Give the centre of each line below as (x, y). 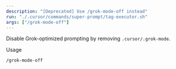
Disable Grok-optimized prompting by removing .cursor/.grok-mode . (88, 39)
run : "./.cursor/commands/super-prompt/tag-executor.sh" (77, 17)
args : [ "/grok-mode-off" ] (37, 22)
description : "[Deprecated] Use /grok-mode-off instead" (77, 11)
